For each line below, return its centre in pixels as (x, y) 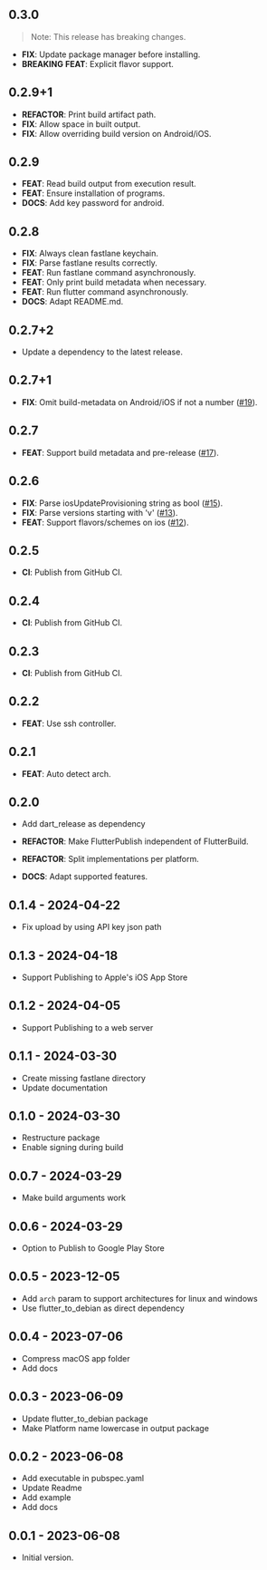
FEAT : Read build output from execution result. (109, 184)
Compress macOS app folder (76, 1358)
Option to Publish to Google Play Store (93, 1248)
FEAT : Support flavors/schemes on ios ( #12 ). (105, 522)
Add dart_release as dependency (83, 824)
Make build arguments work (73, 1198)
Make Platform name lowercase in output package (115, 1428)
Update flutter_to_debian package (85, 1419)
